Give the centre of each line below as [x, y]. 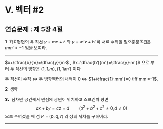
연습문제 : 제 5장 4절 [34, 29]
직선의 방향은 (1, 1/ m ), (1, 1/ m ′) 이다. [49, 69]
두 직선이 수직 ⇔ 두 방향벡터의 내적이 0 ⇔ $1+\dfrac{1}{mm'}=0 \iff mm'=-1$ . [81, 79]
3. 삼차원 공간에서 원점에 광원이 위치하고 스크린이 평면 [57, 99]
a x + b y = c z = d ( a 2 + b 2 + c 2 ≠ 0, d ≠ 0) [81, 108]
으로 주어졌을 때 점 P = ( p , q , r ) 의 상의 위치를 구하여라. [57, 116]
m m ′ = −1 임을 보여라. [26, 48]
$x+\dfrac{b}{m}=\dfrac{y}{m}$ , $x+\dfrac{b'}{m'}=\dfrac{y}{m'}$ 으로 [77, 63]
